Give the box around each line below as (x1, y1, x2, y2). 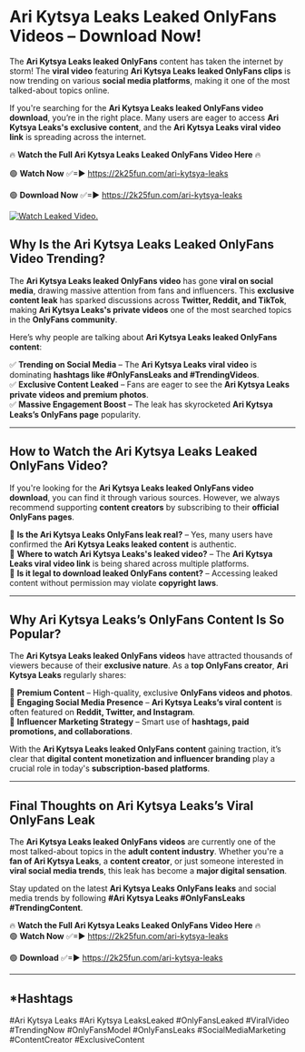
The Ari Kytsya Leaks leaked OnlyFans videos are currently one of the (9, 836, 277, 847)
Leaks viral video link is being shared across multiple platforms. (9, 558, 250, 569)
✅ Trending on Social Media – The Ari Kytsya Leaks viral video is (9, 359, 257, 369)
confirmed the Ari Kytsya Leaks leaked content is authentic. (9, 539, 238, 550)
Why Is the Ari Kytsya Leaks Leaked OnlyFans (9, 237, 274, 252)
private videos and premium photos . (9, 389, 149, 400)
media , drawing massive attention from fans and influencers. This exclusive (9, 285, 295, 296)
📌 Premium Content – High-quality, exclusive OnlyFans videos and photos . (9, 687, 293, 698)
